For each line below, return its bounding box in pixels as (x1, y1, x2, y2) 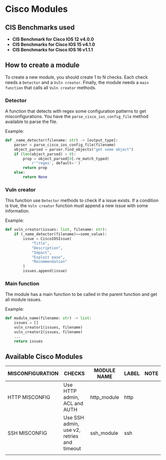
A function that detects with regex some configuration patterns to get (5, 108, 147, 114)
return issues (14, 338, 43, 344)
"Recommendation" (31, 259, 68, 264)
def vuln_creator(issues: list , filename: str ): (5, 227, 107, 232)
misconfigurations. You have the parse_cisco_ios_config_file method (5, 114, 149, 120)
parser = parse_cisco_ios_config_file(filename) (14, 142, 116, 147)
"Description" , (31, 246, 63, 251)
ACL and (63, 400, 83, 407)
